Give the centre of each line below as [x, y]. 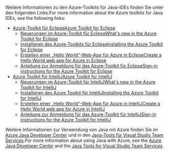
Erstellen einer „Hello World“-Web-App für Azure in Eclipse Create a [91, 55]
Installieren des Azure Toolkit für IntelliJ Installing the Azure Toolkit [89, 93]
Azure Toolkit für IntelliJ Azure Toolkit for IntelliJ [62, 76]
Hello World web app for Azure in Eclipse [63, 60]
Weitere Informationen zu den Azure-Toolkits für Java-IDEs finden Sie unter [84, 7]
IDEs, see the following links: [35, 18]
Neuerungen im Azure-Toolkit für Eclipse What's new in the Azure [88, 33]
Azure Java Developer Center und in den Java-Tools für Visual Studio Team [84, 135]
